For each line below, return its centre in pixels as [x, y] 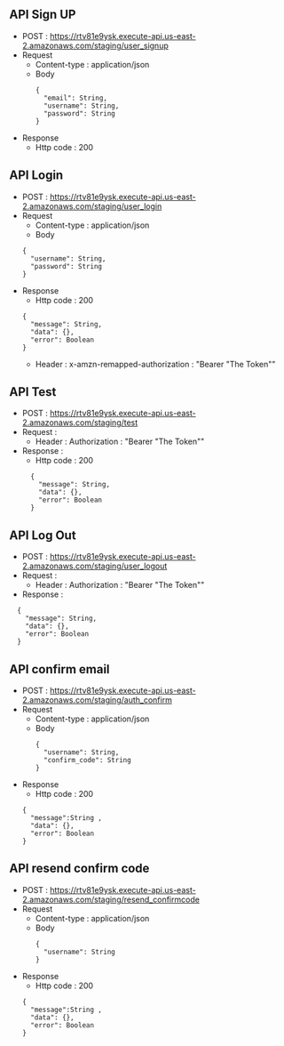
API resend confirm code [79, 869]
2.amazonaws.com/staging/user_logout [95, 566]
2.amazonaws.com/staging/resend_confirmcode [110, 899]
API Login [36, 176]
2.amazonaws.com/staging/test [80, 422]
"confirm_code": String [87, 760]
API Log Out [43, 535]
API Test [33, 392]
